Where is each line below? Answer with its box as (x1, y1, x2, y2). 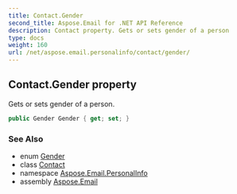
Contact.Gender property (8, 78, 137, 91)
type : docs (8, 33, 45, 42)
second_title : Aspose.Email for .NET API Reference (8, 19, 183, 27)
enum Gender (19, 151, 65, 161)
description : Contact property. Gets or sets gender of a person (8, 26, 229, 34)
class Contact (19, 160, 65, 169)
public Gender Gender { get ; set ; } (8, 114, 130, 122)
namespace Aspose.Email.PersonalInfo (19, 168, 149, 177)
